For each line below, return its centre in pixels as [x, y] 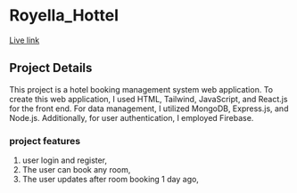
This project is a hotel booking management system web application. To [141, 89]
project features [45, 141]
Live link [25, 40]
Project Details [51, 68]
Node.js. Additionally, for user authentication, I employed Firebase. [132, 117]
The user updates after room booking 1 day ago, [110, 180]
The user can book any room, [76, 170]
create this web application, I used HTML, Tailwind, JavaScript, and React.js [148, 99]
